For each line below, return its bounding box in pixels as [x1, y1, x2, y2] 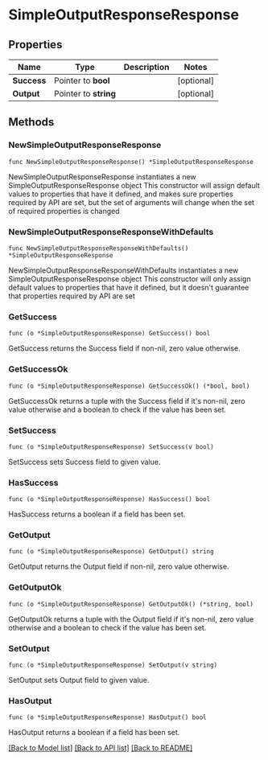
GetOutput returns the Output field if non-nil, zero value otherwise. [8, 561, 229, 572]
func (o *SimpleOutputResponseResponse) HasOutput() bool [8, 713, 207, 721]
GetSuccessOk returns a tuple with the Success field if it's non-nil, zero [8, 396, 245, 405]
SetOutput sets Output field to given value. [8, 676, 150, 685]
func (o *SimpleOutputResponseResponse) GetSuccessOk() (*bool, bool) [8, 382, 250, 390]
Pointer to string [53, 88, 117, 99]
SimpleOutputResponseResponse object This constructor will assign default [8, 180, 260, 190]
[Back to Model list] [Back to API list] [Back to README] [8, 743, 193, 753]
